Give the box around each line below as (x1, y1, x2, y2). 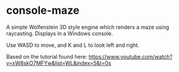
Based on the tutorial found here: (6, 53, 88, 60)
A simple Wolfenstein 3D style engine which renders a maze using (6, 23, 169, 31)
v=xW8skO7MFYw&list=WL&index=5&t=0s (6, 59, 112, 67)
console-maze (6, 4, 80, 17)
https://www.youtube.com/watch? (89, 53, 172, 60)
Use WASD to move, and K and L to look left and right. (6, 41, 139, 49)
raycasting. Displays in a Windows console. (6, 29, 113, 37)
